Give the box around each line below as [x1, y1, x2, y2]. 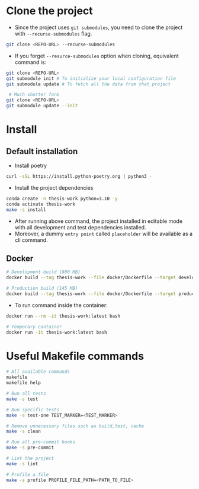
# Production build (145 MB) [6, 286, 78, 292]
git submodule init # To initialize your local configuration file [6, 75, 176, 81]
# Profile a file [6, 471, 49, 478]
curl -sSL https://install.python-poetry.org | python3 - [6, 174, 152, 180]
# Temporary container [6, 324, 62, 330]
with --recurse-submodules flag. [14, 30, 92, 37]
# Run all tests [6, 391, 46, 397]
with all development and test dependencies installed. [14, 223, 146, 231]
